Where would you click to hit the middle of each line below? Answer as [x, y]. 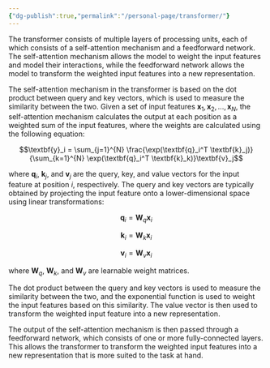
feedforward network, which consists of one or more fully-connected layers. [136, 338]
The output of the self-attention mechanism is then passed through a [124, 330]
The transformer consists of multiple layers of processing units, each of [128, 39]
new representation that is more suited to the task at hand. [106, 355]
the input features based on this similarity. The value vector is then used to [133, 306]
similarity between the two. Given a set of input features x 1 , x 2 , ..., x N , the [130, 107]
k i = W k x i [136, 236]
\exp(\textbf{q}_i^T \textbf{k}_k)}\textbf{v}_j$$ [165, 158]
